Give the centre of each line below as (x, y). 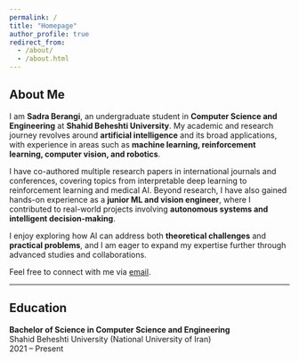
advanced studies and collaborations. (78, 254)
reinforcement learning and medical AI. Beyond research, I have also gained (148, 190)
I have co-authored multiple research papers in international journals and (143, 171)
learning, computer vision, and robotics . (85, 154)
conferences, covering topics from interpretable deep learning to (128, 180)
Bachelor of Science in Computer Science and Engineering (120, 329)
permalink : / (33, 17)
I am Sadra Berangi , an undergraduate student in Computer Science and (143, 116)
